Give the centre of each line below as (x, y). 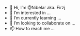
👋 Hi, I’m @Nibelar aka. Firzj (37, 8)
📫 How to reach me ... (32, 28)
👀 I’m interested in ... (30, 13)
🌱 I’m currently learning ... (35, 18)
